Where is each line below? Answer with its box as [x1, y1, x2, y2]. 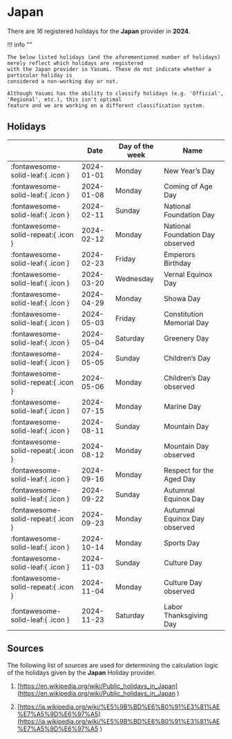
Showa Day [163, 294, 201, 303]
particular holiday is [7, 72, 72, 79]
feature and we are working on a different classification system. [7, 102, 206, 109]
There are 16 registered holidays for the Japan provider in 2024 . [7, 27, 191, 35]
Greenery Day [163, 333, 209, 343]
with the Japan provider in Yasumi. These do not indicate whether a [7, 66, 212, 73]
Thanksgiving [163, 611, 209, 620]
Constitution [163, 309, 204, 318]
